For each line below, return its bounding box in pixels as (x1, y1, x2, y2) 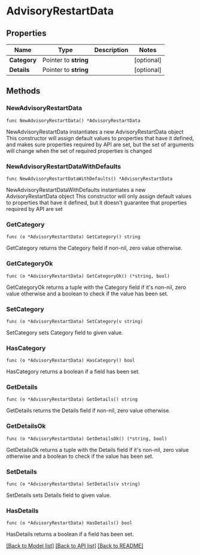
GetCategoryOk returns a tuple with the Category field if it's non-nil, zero (6, 283, 187, 291)
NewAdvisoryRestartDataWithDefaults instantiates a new (6, 186, 146, 193)
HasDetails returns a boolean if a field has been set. (6, 530, 134, 538)
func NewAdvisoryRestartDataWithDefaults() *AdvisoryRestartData (6, 176, 172, 182)
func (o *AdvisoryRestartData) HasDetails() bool (6, 520, 133, 526)
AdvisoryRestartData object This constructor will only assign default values (6, 192, 192, 200)
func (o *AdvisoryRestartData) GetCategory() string (6, 234, 141, 240)
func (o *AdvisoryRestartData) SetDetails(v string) (6, 481, 141, 487)
